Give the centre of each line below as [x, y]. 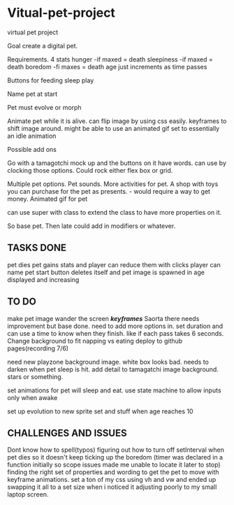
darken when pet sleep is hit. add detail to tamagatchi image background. [113, 369]
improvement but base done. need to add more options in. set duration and [115, 326]
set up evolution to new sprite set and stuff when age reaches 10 [100, 411]
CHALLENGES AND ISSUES [67, 433]
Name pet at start [32, 94]
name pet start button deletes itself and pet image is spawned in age [106, 272]
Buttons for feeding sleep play [51, 80]
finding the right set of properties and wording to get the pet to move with [113, 472]
